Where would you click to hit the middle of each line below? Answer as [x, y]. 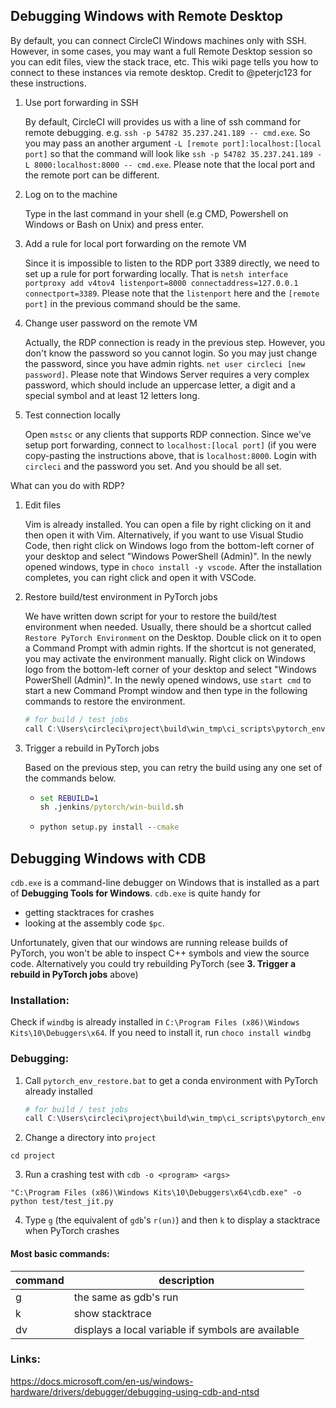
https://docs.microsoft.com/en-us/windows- [102, 1381]
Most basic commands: [60, 1253]
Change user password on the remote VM [111, 323]
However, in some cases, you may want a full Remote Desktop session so [161, 51]
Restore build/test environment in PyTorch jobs [121, 596]
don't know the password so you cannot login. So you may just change [171, 353]
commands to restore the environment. [105, 701]
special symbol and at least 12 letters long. [112, 395]
